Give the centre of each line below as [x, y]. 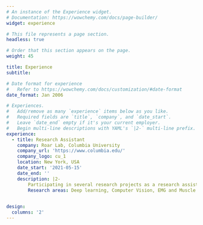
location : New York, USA [48, 162]
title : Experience [29, 67]
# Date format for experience [44, 83]
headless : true [25, 40]
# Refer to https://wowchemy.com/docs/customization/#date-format [94, 89]
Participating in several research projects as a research [104, 184]
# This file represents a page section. [58, 34]
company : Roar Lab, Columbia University [69, 145]
